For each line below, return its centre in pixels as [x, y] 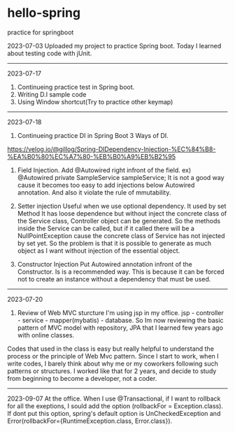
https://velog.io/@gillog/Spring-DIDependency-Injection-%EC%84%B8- [112, 149]
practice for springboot [41, 32]
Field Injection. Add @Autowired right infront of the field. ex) [104, 170]
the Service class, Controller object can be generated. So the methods [119, 221]
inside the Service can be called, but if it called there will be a [106, 228]
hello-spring [44, 13]
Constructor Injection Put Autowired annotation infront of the [105, 264]
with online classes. [46, 335]
